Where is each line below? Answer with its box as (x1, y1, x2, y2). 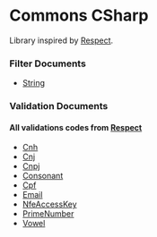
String (22, 78, 46, 89)
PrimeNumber (22, 208, 74, 219)
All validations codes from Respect (9, 122, 143, 132)
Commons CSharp (9, 5, 149, 26)
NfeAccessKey (22, 199, 78, 210)
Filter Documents (9, 57, 87, 70)
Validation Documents (9, 100, 109, 113)
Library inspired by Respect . (9, 35, 114, 46)
